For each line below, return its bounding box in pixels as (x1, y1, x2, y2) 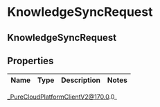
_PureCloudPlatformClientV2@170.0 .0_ (7, 93, 118, 101)
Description (61, 75, 100, 85)
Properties (7, 55, 54, 66)
